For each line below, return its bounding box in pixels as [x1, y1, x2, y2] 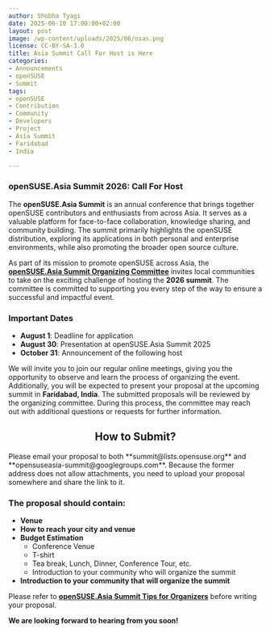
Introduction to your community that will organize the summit [19, 576, 231, 586]
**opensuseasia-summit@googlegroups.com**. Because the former [8, 460, 235, 470]
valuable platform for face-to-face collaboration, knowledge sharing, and [8, 216, 251, 226]
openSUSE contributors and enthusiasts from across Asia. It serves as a [8, 208, 247, 217]
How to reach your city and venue [19, 525, 135, 534]
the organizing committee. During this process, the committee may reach [8, 398, 251, 407]
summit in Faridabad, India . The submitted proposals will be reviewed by [8, 389, 251, 399]
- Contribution [8, 102, 60, 110]
